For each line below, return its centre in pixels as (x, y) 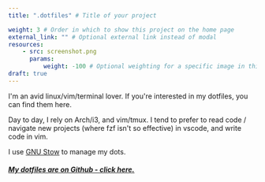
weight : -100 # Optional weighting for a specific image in (144, 67)
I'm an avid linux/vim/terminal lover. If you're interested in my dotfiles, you (128, 96)
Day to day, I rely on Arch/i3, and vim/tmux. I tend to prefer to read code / (127, 120)
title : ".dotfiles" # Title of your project (82, 15)
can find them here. (40, 104)
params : (42, 59)
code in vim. (28, 136)
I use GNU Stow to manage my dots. (67, 151)
